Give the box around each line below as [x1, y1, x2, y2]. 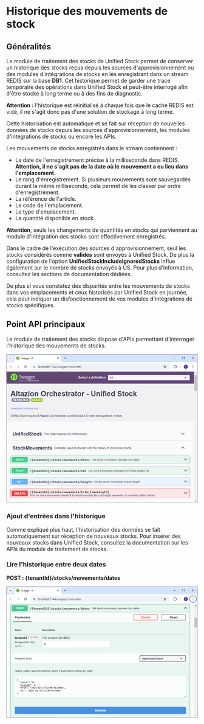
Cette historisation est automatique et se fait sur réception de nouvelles [6, 120, 185, 127]
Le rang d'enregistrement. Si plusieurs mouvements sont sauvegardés [15, 176, 191, 183]
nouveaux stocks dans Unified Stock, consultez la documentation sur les [6, 538, 188, 546]
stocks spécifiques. [6, 302, 55, 308]
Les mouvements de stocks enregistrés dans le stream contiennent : [6, 145, 177, 151]
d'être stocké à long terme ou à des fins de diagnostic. [6, 90, 143, 97]
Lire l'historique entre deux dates [6, 560, 106, 569]
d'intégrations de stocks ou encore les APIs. [6, 133, 117, 140]
